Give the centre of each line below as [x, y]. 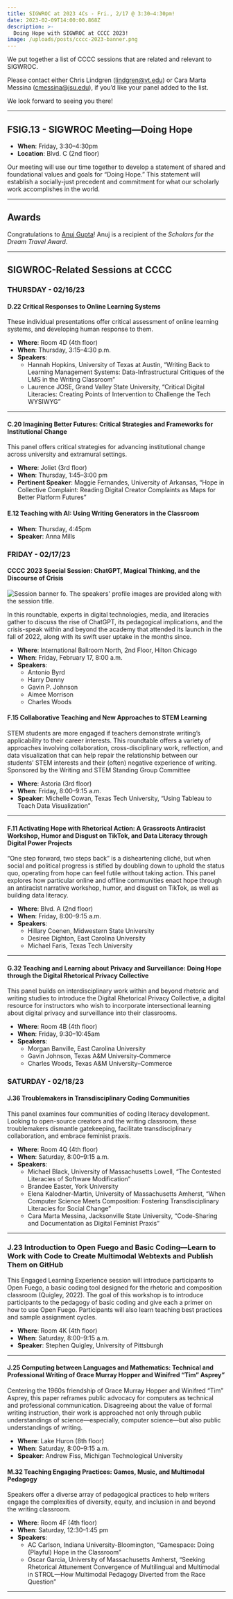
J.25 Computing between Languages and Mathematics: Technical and [110, 1367]
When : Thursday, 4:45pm [54, 528]
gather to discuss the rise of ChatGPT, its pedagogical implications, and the [115, 622]
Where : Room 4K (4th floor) [57, 1330]
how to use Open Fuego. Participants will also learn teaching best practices [115, 1309]
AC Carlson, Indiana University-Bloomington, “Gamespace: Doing [121, 1545]
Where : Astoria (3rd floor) [54, 784]
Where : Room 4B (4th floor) [57, 1027]
